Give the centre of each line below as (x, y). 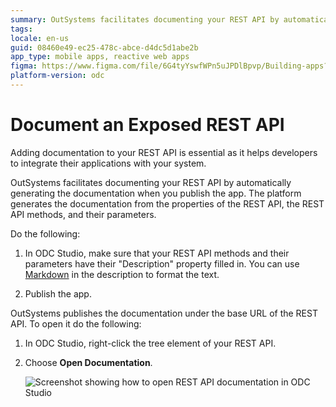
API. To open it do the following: (76, 323)
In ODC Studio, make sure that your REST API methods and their (157, 253)
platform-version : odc (57, 76)
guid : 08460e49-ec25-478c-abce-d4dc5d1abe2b (104, 47)
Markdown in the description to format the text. (122, 274)
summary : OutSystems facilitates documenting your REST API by (145, 19)
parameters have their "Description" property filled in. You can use (162, 263)
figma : (24, 66)
